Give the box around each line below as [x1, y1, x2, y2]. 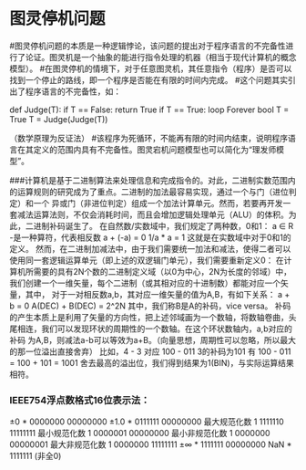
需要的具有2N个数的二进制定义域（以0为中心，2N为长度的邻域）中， [33, 266, 292, 277]
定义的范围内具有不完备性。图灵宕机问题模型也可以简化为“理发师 [33, 143, 277, 155]
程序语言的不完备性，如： [25, 86, 121, 97]
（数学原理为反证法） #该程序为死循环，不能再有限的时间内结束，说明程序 [9, 132, 289, 143]
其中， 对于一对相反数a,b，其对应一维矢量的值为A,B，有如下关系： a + [25, 288, 291, 299]
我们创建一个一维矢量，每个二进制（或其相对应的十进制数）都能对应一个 [9, 277, 280, 288]
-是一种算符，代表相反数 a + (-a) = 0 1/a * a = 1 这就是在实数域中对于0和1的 [9, 232, 291, 243]
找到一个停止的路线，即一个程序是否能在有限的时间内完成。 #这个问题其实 [9, 74, 289, 85]
